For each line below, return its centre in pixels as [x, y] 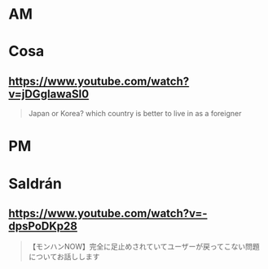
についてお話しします [64, 257]
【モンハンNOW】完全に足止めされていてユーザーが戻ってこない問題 [144, 247]
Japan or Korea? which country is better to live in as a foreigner [135, 114]
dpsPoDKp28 [43, 226]
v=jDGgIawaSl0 [49, 94]
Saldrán [35, 183]
